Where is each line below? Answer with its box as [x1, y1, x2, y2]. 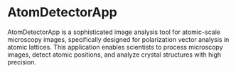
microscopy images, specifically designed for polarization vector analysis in [7, 35, 230, 43]
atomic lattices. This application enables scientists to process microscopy [7, 43, 223, 51]
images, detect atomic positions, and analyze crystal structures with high [7, 50, 222, 59]
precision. [7, 57, 37, 66]
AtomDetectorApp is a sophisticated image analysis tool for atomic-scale [7, 28, 220, 36]
